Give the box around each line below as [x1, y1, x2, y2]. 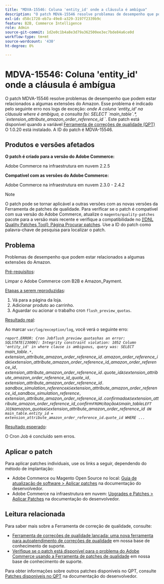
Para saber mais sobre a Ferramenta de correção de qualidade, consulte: [5, 523, 152, 529]
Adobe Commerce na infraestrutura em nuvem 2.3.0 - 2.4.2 [5, 182, 125, 188]
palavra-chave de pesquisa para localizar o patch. [5, 227, 106, 233]
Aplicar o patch [5, 448, 53, 456]
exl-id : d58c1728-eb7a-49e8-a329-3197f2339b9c [5, 16, 102, 21]
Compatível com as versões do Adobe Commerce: [5, 173, 109, 178]
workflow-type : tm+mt [5, 35, 49, 40]
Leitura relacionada [5, 510, 65, 519]
